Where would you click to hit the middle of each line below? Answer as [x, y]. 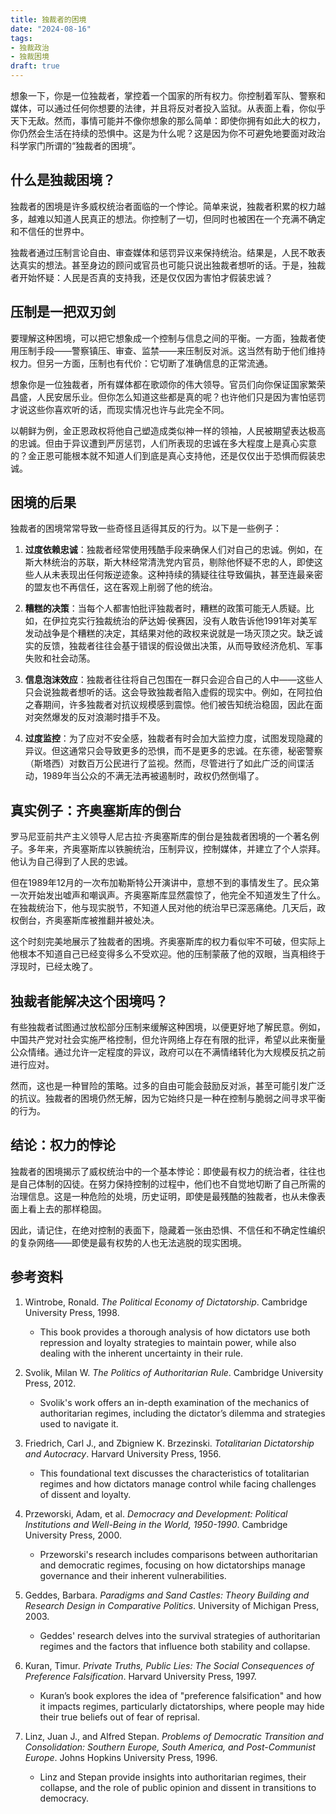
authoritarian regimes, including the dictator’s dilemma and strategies [182, 1413]
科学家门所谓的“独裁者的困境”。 [76, 145]
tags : [21, 38]
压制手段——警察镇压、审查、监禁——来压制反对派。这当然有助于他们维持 [172, 350]
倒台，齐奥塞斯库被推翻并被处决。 [89, 920]
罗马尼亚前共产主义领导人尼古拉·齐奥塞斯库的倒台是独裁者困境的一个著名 [161, 837]
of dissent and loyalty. [85, 1494]
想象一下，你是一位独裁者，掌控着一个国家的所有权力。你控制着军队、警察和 [168, 95]
